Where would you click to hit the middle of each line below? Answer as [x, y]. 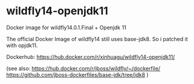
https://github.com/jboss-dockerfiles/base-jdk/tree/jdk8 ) [77, 74]
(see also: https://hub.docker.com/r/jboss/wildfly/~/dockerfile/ [83, 68]
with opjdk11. [22, 45]
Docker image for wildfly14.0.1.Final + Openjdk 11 [66, 27]
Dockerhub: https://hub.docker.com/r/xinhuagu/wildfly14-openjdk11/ [91, 57]
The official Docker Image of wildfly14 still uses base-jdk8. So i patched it [97, 39]
